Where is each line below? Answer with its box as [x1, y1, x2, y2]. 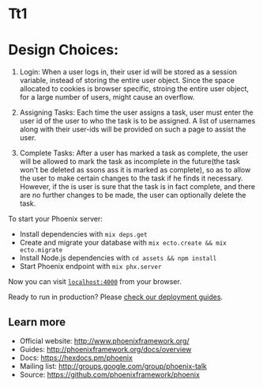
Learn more [8, 315, 66, 328]
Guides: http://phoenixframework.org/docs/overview [19, 344, 192, 354]
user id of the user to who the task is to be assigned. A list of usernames [19, 116, 256, 126]
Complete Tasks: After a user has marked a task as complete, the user [19, 148, 249, 158]
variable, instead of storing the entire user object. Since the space [19, 76, 235, 85]
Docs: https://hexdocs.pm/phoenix [19, 353, 133, 362]
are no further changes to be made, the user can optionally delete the [19, 191, 246, 200]
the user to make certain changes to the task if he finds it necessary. [19, 173, 243, 183]
